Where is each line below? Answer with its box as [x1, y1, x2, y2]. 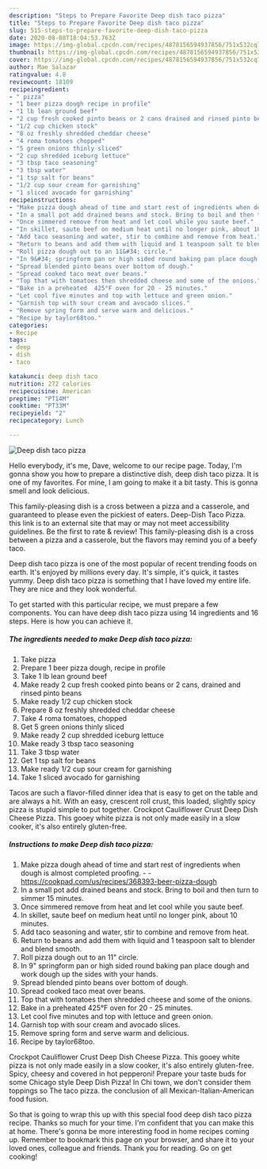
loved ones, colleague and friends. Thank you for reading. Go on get [9, 1143, 232, 1152]
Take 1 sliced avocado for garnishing [20, 772, 141, 782]
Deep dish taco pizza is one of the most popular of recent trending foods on [9, 558, 257, 568]
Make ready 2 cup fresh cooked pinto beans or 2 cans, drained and [20, 680, 241, 689]
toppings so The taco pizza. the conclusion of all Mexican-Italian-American [9, 1086, 254, 1095]
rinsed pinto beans [20, 688, 82, 698]
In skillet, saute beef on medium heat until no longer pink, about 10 [20, 910, 238, 920]
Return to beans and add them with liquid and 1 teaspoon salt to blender [20, 935, 256, 945]
